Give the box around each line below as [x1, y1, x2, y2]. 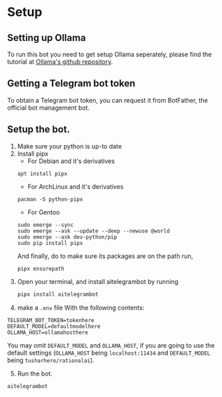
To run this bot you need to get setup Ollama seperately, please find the [7, 50, 212, 58]
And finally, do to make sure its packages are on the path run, [17, 251, 194, 260]
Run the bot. [17, 369, 53, 378]
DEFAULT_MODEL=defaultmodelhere [7, 323, 101, 330]
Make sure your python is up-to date [17, 142, 122, 150]
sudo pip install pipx [17, 239, 83, 246]
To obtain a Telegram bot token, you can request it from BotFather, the [7, 96, 208, 104]
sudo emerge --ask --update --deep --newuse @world [17, 227, 170, 235]
